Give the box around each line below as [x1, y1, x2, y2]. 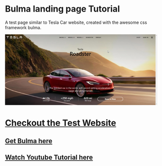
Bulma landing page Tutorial [5, 3, 120, 15]
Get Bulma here [5, 137, 53, 145]
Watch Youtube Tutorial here [5, 153, 93, 161]
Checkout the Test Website [5, 117, 117, 129]
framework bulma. [5, 24, 42, 30]
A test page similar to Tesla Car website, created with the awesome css [5, 19, 147, 25]
